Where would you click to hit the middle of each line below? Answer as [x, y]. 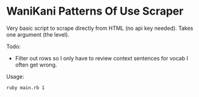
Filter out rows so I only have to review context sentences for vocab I [102, 58]
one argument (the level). [38, 34]
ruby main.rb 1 [26, 88]
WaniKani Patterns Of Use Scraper [95, 11]
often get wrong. [36, 65]
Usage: [15, 76]
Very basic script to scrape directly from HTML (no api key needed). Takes [100, 28]
